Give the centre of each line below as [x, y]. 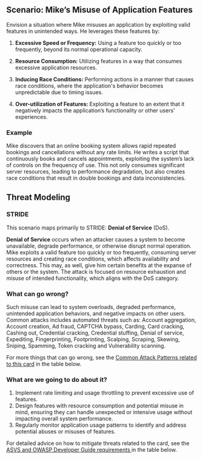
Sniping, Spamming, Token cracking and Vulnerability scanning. [86, 346]
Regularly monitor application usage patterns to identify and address [101, 425]
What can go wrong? [37, 294]
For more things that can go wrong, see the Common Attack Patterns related [101, 358]
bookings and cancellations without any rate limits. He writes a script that [98, 152]
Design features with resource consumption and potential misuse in [99, 406]
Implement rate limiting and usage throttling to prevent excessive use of [105, 393]
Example [19, 132]
